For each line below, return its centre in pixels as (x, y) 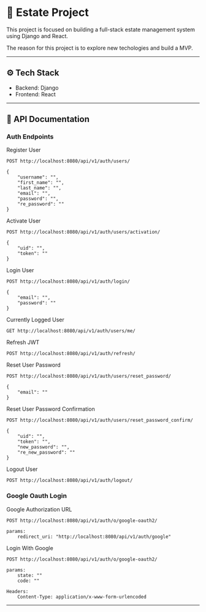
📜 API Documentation (48, 119)
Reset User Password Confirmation (51, 409)
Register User (24, 150)
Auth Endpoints (30, 137)
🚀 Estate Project (48, 13)
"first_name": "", (41, 183)
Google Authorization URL (39, 509)
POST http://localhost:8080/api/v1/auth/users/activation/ (83, 232)
